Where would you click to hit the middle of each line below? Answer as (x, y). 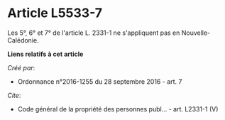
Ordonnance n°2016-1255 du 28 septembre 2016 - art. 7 (100, 81)
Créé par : (21, 67)
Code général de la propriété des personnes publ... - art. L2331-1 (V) (118, 109)
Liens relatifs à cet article (45, 54)
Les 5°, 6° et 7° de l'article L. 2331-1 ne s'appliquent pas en (94, 33)
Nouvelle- (196, 33)
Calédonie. (23, 40)
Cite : (14, 95)
